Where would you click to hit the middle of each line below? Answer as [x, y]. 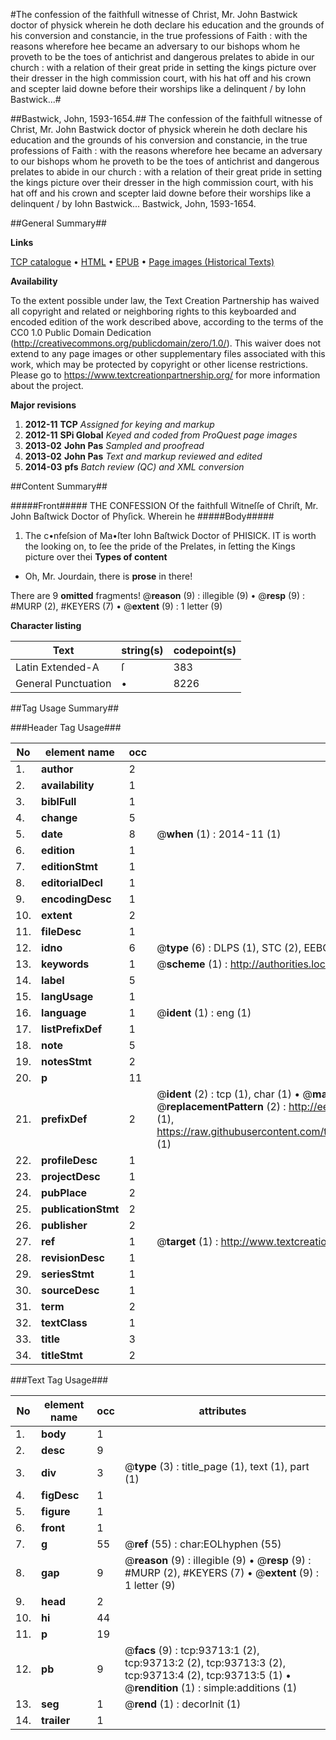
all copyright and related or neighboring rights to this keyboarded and [153, 311]
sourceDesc [70, 1290]
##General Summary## [58, 223]
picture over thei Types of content [96, 557]
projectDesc [71, 1176]
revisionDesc [73, 1257]
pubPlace [64, 1192]
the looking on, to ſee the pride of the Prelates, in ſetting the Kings [160, 546]
